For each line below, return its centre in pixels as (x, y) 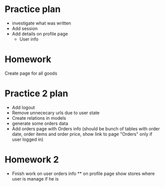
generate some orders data (40, 123)
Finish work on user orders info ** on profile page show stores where (83, 173)
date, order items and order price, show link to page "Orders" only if (82, 134)
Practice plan (33, 9)
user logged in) (27, 139)
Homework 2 (32, 159)
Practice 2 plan (36, 93)
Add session (25, 28)
